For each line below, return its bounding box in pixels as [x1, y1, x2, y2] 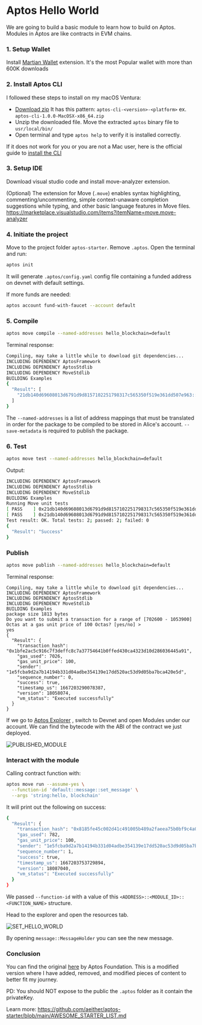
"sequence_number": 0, [17, 674, 74, 681]
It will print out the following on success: [6, 803, 106, 811]
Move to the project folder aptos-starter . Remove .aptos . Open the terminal [6, 244, 195, 251]
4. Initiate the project [6, 230, 69, 238]
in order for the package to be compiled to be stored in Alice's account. [6, 420, 183, 428]
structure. [47, 900, 72, 907]
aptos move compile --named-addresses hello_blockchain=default [6, 331, 171, 337]
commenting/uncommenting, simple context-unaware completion [6, 196, 168, 203]
